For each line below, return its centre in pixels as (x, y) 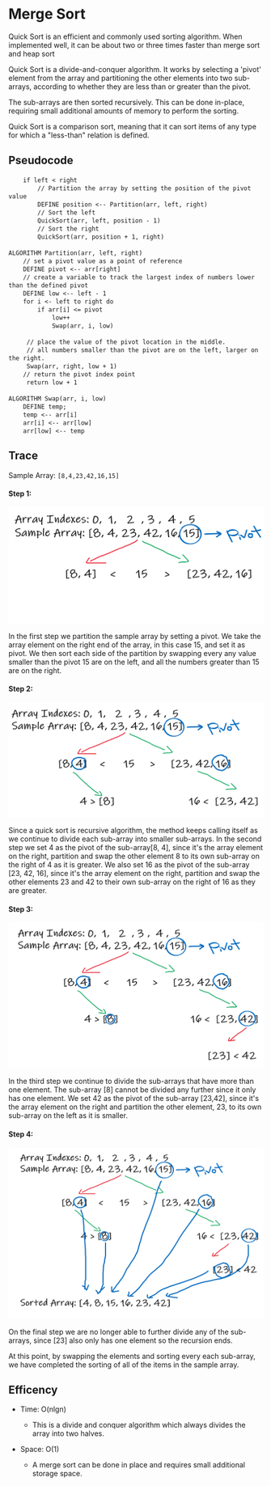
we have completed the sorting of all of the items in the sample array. (124, 1365)
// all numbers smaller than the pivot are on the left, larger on (142, 350)
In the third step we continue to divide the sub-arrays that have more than (131, 1082)
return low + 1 (52, 382)
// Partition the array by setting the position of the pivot (144, 188)
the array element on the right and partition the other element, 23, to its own (135, 1107)
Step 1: (20, 493)
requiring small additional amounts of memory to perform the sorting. (124, 111)
